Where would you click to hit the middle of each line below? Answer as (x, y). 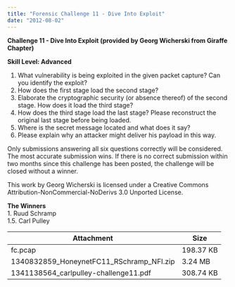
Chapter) (21, 48)
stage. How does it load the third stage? (75, 105)
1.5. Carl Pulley (29, 221)
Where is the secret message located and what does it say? (104, 127)
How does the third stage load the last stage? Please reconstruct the (117, 113)
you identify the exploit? (52, 82)
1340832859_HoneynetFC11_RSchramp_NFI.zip (93, 261)
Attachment (93, 238)
